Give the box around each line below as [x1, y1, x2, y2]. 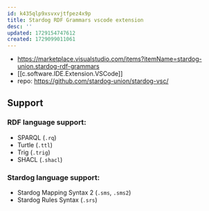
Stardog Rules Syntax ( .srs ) [17, 196, 98, 204]
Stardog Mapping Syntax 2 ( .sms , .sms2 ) [17, 188, 131, 197]
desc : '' [7, 23, 33, 30]
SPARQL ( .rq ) [17, 133, 57, 142]
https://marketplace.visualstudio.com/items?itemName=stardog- [17, 55, 202, 63]
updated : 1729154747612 [7, 29, 76, 37]
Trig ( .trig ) [17, 148, 51, 156]
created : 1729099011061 [7, 36, 76, 43]
